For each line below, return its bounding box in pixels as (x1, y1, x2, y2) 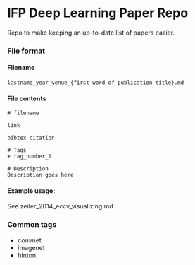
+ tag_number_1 (7, 153, 52, 160)
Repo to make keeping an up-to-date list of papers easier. (7, 28, 175, 37)
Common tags (7, 220, 57, 230)
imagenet (17, 243, 46, 252)
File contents (7, 94, 46, 102)
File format (7, 46, 46, 56)
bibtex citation (7, 134, 55, 142)
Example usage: (7, 186, 56, 195)
